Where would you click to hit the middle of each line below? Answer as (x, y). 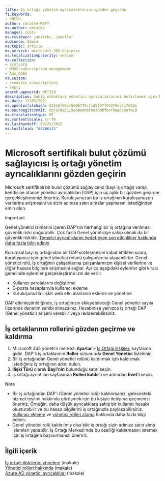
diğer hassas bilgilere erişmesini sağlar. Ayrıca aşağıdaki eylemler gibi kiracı (82, 268)
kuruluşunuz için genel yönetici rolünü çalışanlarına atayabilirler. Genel (76, 258)
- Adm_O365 (16, 74)
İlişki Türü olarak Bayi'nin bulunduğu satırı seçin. (62, 369)
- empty (13, 87)
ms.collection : (21, 60)
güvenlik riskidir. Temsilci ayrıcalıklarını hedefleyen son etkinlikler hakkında (81, 238)
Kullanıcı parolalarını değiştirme (44, 283)
